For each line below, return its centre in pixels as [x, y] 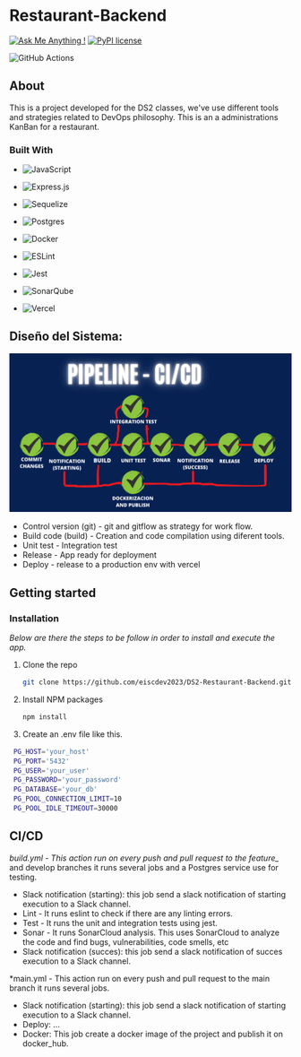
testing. [23, 877]
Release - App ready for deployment [89, 555]
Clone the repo [50, 665]
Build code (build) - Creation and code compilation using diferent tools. [153, 536]
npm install [44, 717]
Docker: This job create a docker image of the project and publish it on [153, 1034]
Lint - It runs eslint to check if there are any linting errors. [127, 913]
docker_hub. [45, 1043]
